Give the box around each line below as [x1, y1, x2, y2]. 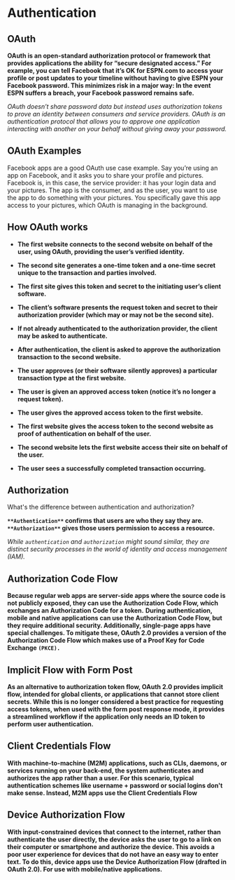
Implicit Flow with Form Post [7, 664, 133, 676]
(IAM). [7, 552, 26, 561]
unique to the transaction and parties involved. [17, 268, 157, 276]
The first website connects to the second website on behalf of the [17, 240, 213, 248]
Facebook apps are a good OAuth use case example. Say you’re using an [7, 164, 218, 172]
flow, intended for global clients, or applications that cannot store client [7, 690, 220, 699]
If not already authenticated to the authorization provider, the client [17, 324, 218, 333]
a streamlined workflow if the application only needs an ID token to [7, 712, 206, 721]
